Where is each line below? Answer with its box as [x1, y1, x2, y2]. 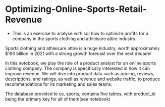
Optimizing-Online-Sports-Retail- [5, 3, 147, 15]
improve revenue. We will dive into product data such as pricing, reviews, [5, 70, 155, 76]
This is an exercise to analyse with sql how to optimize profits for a [12, 30, 149, 36]
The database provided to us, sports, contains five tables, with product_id [5, 91, 156, 97]
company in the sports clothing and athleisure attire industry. [12, 36, 137, 42]
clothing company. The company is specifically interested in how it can [5, 65, 150, 71]
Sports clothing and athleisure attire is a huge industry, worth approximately [5, 45, 160, 51]
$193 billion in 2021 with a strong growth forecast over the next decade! [5, 51, 152, 56]
